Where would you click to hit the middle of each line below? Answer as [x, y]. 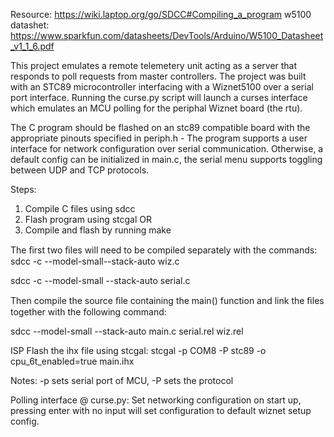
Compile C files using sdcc [80, 208]
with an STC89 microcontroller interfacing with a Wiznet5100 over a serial [162, 87]
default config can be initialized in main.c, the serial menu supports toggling [166, 159]
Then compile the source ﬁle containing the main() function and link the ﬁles [167, 300]
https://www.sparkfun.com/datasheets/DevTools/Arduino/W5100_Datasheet [167, 35]
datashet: [30, 25]
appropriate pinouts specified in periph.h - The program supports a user [159, 138]
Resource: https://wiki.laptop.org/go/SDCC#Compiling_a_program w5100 [161, 14]
